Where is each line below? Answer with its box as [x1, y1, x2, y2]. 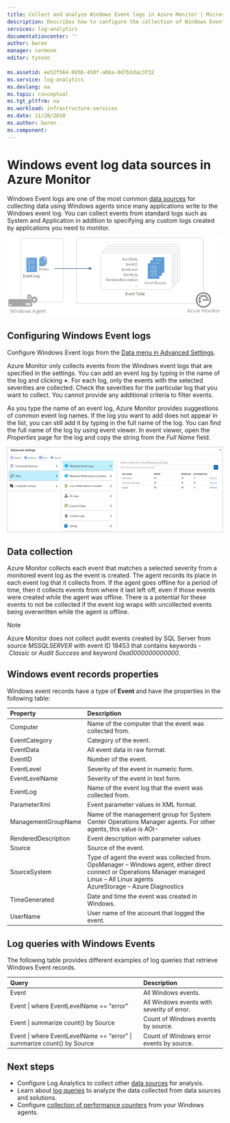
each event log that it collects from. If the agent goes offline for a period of [7, 579, 218, 587]
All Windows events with [143, 998, 212, 1006]
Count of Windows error [143, 1032, 212, 1040]
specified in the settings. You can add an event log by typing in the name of [7, 369, 220, 377]
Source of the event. [87, 844, 145, 852]
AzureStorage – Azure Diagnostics [87, 882, 184, 891]
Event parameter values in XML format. [87, 801, 197, 809]
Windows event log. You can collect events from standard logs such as [7, 209, 207, 217]
